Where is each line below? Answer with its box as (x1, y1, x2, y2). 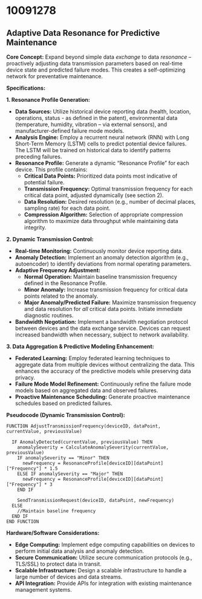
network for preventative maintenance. (6, 73, 103, 79)
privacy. (15, 374, 35, 381)
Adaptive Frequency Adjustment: (15, 267, 101, 273)
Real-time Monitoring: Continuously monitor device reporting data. (15, 247, 183, 255)
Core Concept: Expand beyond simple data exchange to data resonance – (6, 53, 192, 61)
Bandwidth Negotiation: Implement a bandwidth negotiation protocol (15, 318, 189, 325)
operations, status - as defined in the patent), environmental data (15, 115, 178, 121)
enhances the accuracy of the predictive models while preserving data (15, 367, 192, 375)
